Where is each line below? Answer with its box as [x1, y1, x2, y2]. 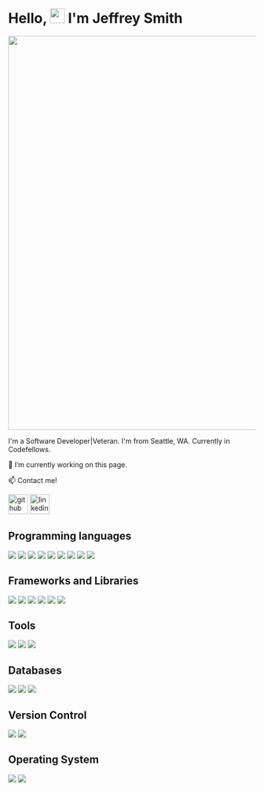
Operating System [8, 753, 100, 767]
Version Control [8, 708, 87, 722]
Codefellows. [8, 444, 51, 454]
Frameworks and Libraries [8, 574, 139, 588]
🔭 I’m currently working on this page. [8, 459, 128, 469]
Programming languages [8, 529, 132, 543]
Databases [8, 663, 63, 677]
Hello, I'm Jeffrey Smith [8, 9, 183, 28]
